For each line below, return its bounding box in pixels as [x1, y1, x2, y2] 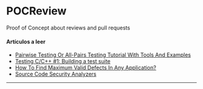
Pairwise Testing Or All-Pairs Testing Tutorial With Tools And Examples [14, 51, 192, 58]
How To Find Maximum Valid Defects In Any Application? [14, 64, 156, 72]
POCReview [6, 4, 67, 18]
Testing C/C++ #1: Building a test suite [14, 58, 111, 65]
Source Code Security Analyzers [14, 70, 97, 78]
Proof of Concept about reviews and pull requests [6, 24, 130, 31]
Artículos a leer [6, 38, 46, 45]
